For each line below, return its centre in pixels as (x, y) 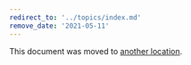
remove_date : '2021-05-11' (59, 26)
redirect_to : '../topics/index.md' (75, 17)
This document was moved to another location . (96, 51)
